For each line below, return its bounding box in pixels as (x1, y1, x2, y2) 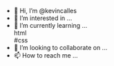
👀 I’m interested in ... (13, 14, 73, 22)
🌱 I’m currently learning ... (13, 22, 88, 29)
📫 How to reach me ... (13, 51, 78, 59)
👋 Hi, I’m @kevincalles (13, 7, 77, 15)
